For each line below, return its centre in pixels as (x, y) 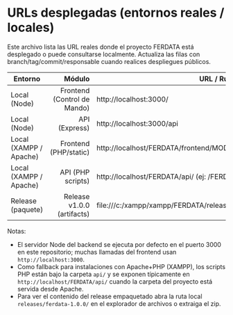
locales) (31, 27)
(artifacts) (74, 213)
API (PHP (75, 172)
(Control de (71, 99)
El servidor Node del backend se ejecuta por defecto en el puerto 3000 (119, 244)
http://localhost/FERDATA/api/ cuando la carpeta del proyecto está (115, 281)
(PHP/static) (70, 152)
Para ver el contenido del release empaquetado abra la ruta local (110, 296)
